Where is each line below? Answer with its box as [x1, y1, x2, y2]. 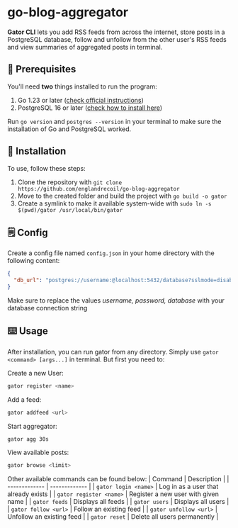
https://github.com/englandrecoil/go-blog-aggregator [17, 185, 180, 192]
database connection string [7, 304, 88, 312]
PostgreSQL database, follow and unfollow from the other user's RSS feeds [7, 35, 227, 43]
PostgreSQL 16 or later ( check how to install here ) [17, 103, 163, 112]
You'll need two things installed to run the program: [7, 82, 157, 91]
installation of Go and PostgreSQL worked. [7, 125, 132, 133]
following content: [7, 257, 60, 265]
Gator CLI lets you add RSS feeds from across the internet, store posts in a [7, 28, 225, 36]
